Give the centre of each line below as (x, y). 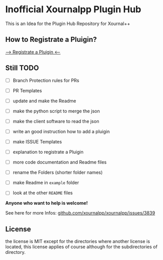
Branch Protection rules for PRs (46, 80)
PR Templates (27, 90)
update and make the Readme (44, 101)
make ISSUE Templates (37, 141)
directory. (15, 252)
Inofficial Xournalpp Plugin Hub (73, 9)
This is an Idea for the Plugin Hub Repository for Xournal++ (68, 23)
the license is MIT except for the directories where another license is (78, 242)
